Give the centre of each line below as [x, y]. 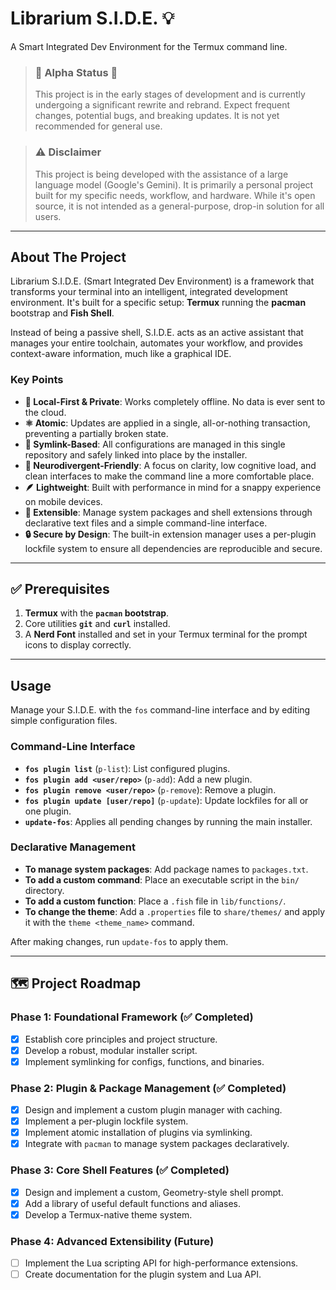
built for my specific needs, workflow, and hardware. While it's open [175, 195]
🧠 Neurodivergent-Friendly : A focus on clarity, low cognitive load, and [170, 465]
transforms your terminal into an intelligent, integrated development [149, 292]
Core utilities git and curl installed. [97, 624]
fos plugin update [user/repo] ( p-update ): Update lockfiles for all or [166, 800]
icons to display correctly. [78, 645]
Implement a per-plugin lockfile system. [106, 1121]
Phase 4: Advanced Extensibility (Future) [112, 1241]
